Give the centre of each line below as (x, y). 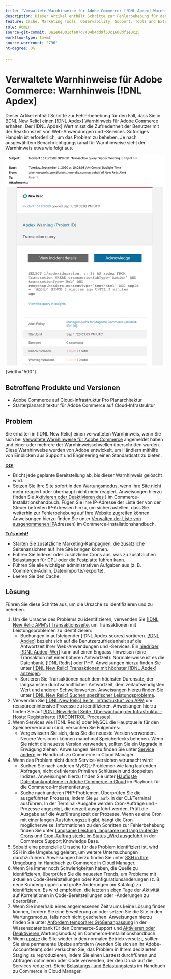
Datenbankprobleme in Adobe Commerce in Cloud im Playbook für (90, 782)
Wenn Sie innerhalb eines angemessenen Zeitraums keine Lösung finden (89, 906)
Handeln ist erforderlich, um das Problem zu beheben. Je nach (71, 137)
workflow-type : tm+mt (28, 38)
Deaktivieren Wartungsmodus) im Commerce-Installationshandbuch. (84, 933)
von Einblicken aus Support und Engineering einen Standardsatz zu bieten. (84, 455)
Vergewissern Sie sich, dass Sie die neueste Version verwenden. (88, 733)
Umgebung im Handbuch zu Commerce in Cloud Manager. (74, 863)
